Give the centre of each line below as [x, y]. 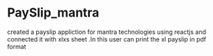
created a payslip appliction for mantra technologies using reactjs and [106, 32]
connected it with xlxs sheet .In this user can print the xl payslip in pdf [107, 39]
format [17, 46]
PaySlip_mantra [53, 13]
